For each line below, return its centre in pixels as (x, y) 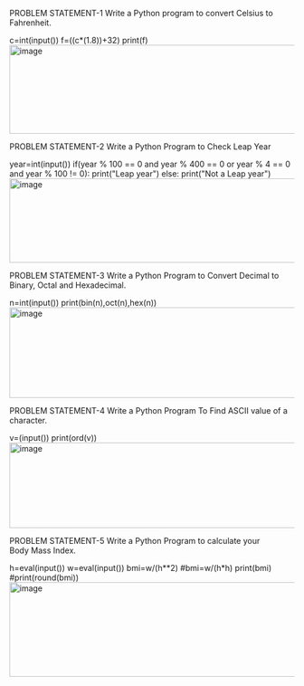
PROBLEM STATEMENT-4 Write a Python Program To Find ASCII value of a (148, 410)
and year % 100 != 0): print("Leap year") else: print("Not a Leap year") (140, 174)
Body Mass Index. (43, 550)
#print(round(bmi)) (44, 577)
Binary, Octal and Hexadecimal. (68, 285)
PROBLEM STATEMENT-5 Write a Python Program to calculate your (135, 541)
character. (28, 420)
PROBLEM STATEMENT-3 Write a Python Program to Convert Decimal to (144, 276)
